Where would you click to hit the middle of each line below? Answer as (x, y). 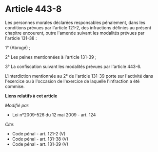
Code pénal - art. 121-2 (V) (39, 133)
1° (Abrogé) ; (18, 47)
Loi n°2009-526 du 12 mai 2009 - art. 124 (54, 115)
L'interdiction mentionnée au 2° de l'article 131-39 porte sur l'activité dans (79, 76)
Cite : (10, 124)
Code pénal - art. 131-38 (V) (40, 139)
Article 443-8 (33, 9)
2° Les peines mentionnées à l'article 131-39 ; (51, 57)
